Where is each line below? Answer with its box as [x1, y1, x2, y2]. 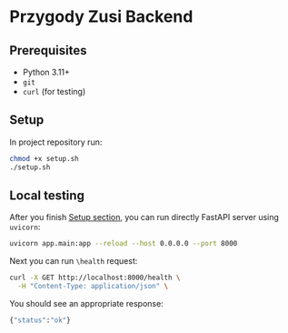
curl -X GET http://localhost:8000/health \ [9, 273, 181, 283]
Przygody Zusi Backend [9, 6, 194, 27]
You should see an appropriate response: [9, 298, 164, 308]
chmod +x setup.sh [9, 154, 79, 163]
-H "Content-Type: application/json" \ [17, 282, 169, 291]
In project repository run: [9, 136, 103, 147]
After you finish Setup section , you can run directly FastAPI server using [9, 212, 280, 223]
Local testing [9, 187, 84, 203]
